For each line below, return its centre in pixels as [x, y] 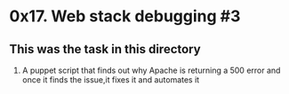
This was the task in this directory [105, 49]
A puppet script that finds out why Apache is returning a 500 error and [151, 70]
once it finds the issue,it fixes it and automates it [111, 80]
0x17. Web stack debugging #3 [125, 16]
